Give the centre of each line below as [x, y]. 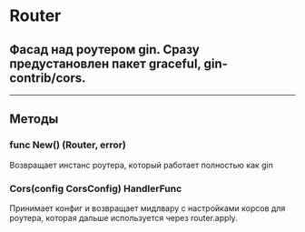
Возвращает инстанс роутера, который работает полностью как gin [142, 165]
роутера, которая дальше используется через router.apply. [123, 217]
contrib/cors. [48, 78]
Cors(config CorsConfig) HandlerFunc [96, 188]
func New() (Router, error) [68, 145]
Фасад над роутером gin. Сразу [104, 50]
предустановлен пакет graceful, [105, 63]
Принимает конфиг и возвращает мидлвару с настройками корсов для [148, 208]
